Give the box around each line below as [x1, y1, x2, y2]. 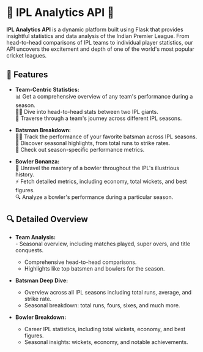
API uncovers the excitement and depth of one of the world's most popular [6, 45, 194, 53]
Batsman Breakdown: [15, 126, 72, 133]
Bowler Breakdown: [15, 313, 67, 321]
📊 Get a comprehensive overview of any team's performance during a [15, 92, 193, 100]
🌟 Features [6, 70, 48, 80]
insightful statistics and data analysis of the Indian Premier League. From [6, 32, 190, 39]
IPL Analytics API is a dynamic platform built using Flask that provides [6, 26, 183, 33]
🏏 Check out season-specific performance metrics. [15, 146, 145, 153]
